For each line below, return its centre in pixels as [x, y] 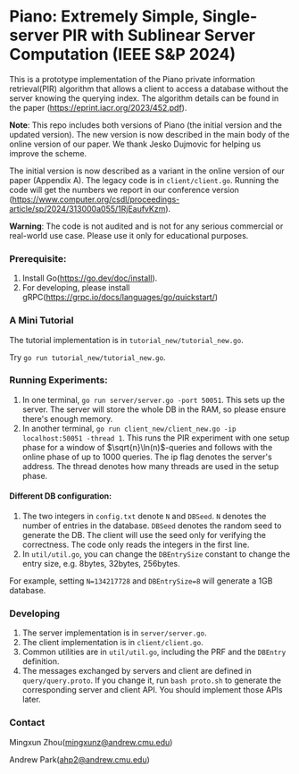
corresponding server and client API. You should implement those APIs [152, 690]
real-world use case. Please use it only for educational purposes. [129, 235]
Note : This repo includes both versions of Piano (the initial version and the [146, 125]
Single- [230, 17]
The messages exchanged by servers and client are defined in [137, 671]
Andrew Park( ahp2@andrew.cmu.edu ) [79, 759]
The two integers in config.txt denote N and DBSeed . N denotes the [144, 517]
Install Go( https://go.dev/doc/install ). [90, 278]
